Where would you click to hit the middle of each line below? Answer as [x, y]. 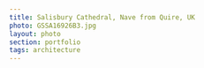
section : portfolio [45, 42]
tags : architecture [45, 50]
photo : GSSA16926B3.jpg [53, 26]
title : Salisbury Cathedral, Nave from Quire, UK [102, 17]
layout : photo [35, 34]
